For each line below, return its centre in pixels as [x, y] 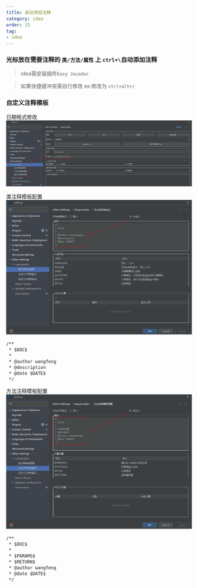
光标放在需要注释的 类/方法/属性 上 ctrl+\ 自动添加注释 [82, 60]
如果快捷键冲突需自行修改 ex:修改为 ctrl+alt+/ [77, 86]
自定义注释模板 [27, 103]
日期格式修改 [22, 117]
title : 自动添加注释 [29, 12]
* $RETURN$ [22, 562]
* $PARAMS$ [22, 556]
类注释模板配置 [24, 197]
